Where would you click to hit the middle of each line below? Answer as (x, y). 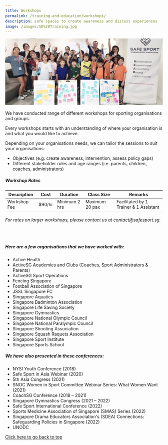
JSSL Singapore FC (32, 291)
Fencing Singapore (32, 281)
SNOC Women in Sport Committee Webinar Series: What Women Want (85, 384)
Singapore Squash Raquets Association (53, 334)
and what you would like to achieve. (42, 134)
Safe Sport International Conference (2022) (57, 406)
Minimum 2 (69, 202)
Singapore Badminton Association (47, 302)
